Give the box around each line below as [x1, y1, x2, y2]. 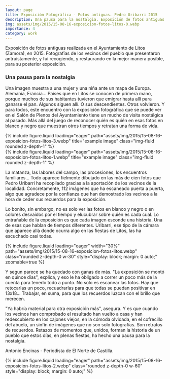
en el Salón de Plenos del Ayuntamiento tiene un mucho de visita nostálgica [5, 112, 163, 118]
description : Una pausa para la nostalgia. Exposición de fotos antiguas [5, 17, 165, 22]
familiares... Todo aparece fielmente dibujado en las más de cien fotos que [5, 175, 161, 181]
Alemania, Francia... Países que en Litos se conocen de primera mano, [5, 91, 152, 97]
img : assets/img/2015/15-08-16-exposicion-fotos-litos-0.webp [5, 21, 140, 27]
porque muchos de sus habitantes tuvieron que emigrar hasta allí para [5, 96, 152, 102]
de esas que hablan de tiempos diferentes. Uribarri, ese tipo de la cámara [5, 222, 159, 229]
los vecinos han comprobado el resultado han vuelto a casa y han [5, 311, 143, 317]
